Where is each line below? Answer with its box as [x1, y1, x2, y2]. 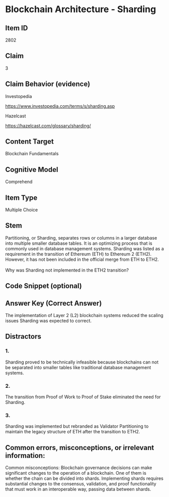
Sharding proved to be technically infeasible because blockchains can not [5, 359, 159, 365]
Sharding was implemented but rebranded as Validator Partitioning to [5, 423, 149, 429]
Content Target [5, 138, 54, 146]
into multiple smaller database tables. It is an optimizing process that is [5, 240, 152, 246]
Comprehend [5, 178, 33, 185]
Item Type [5, 193, 38, 202]
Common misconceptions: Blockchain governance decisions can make [5, 465, 152, 471]
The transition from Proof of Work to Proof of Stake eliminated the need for [5, 394, 161, 400]
